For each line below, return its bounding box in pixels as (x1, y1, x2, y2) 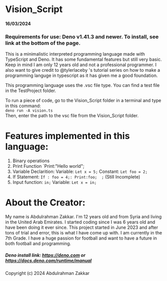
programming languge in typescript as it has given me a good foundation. (5, 72, 158, 79)
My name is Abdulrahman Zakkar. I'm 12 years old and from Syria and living (5, 213, 162, 219)
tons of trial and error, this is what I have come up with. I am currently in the (5, 229, 162, 236)
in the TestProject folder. (5, 87, 57, 94)
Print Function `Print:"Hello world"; (12, 163, 85, 169)
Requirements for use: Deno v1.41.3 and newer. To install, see (5, 33, 159, 40)
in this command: (5, 103, 41, 109)
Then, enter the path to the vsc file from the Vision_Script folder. (5, 113, 139, 119)
